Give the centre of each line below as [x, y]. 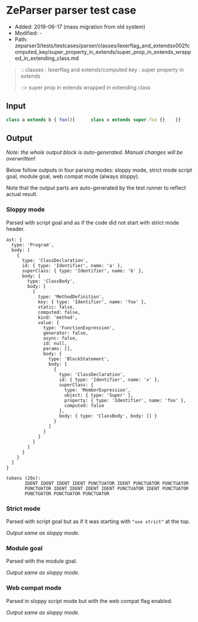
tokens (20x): [24, 478]
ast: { [14, 240]
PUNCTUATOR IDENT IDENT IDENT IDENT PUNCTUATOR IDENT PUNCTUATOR [107, 488]
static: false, [56, 307]
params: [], [58, 348]
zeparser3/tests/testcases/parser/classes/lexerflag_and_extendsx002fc [102, 46]
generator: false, [66, 333]
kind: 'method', [58, 318]
